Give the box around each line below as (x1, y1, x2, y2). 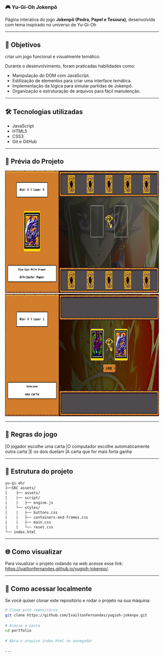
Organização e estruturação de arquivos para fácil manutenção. (12, 88, 141, 94)
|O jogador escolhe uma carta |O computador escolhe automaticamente (5, 443, 150, 449)
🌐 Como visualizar (5, 547, 62, 556)
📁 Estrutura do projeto (5, 467, 73, 476)
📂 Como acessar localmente (5, 585, 92, 593)
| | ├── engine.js (5, 500, 54, 505)
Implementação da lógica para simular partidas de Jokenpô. (12, 83, 133, 89)
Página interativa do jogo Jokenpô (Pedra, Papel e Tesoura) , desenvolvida (5, 17, 155, 23)
